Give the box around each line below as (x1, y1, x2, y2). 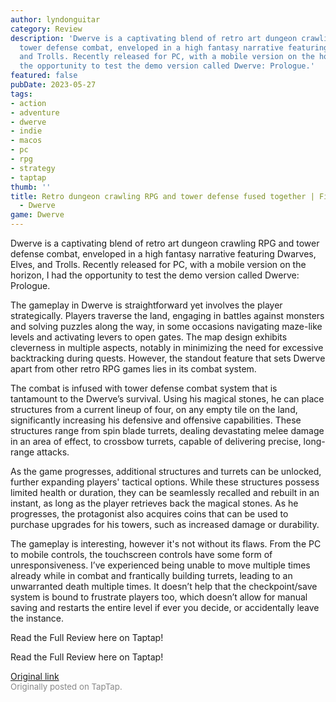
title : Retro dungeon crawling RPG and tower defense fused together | (10, 191, 315, 201)
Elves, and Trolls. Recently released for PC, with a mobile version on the (10, 259, 307, 270)
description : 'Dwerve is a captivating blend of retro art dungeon (10, 33, 298, 43)
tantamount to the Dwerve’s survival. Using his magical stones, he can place (10, 393, 325, 405)
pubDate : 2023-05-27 (10, 80, 97, 90)
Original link (10, 671, 60, 682)
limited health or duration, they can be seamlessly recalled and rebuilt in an (10, 487, 320, 498)
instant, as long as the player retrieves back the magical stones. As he (10, 497, 299, 509)
